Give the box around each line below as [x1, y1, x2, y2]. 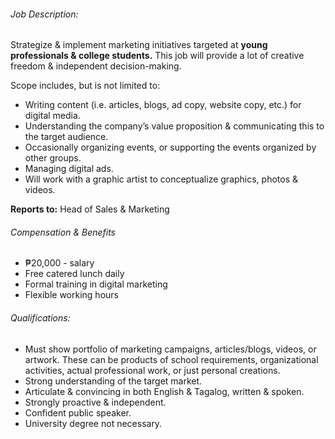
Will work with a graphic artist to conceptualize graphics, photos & [24, 173, 299, 185]
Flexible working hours [24, 289, 119, 301]
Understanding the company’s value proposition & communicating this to [24, 120, 325, 132]
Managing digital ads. [24, 163, 114, 175]
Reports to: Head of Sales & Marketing [10, 203, 170, 215]
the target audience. [24, 131, 109, 143]
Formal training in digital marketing [24, 278, 168, 290]
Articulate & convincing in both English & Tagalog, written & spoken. [24, 385, 305, 397]
